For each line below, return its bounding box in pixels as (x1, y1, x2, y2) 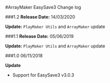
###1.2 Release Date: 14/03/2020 (5, 14, 75, 19)
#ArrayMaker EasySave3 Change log (5, 4, 81, 10)
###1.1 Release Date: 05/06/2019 (5, 33, 74, 39)
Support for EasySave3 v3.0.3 (12, 72, 74, 78)
